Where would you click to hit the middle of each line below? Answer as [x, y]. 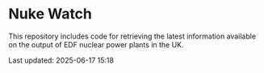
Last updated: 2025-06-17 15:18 [61, 60]
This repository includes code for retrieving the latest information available [132, 36]
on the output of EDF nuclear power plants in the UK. [96, 44]
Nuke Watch [50, 14]
